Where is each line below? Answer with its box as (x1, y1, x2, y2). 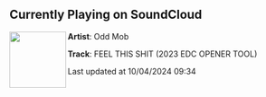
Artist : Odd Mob (67, 31, 129, 41)
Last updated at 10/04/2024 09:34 (67, 66, 196, 76)
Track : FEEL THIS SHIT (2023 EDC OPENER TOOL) (67, 48, 258, 59)
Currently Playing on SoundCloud (9, 7, 203, 22)
